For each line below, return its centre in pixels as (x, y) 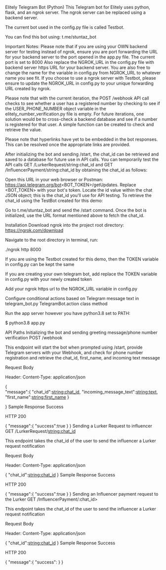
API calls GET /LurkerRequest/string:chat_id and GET (59, 165)
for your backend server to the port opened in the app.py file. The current (80, 57)
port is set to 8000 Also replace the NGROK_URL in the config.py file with (80, 62)
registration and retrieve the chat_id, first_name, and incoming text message (83, 358)
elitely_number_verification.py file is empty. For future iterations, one (75, 114)
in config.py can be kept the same (40, 264)
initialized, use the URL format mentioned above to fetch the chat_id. (75, 215)
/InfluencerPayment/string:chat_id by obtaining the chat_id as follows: (76, 170)
